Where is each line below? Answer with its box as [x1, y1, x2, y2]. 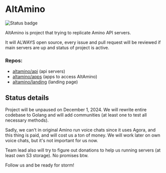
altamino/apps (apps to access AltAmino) [12, 74, 98, 80]
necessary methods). [5, 117, 49, 123]
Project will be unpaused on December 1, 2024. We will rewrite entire [5, 107, 147, 113]
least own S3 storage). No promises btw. [5, 153, 89, 159]
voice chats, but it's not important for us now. [5, 138, 98, 144]
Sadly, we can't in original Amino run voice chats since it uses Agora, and [5, 127, 156, 133]
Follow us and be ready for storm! [5, 162, 75, 168]
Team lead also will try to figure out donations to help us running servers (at [5, 147, 161, 153]
